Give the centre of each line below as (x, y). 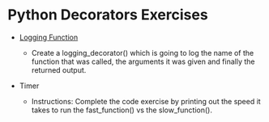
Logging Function (49, 37)
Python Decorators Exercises (108, 15)
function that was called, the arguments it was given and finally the (143, 61)
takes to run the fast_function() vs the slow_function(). (122, 110)
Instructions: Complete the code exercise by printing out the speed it (146, 101)
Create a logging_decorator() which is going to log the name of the (143, 53)
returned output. (59, 69)
